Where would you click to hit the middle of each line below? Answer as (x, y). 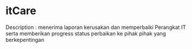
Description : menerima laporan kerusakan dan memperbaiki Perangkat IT (96, 27)
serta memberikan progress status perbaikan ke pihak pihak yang (86, 33)
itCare (21, 11)
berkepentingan (25, 40)
